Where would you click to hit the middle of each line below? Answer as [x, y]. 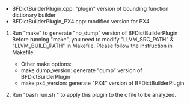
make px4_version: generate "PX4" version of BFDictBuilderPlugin [103, 83]
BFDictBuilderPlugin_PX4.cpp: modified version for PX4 [81, 21]
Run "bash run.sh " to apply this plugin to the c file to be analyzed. [94, 95]
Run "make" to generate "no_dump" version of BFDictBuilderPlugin [95, 33]
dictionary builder [34, 15]
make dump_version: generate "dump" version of [81, 70]
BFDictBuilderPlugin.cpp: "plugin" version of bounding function [90, 9]
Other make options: [46, 64]
